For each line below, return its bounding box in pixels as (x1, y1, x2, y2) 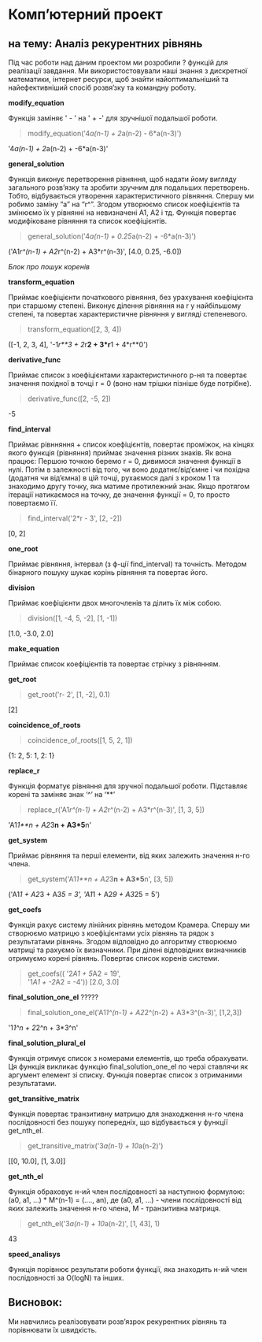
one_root (8, 544, 39, 553)
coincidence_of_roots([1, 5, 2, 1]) (27, 736, 133, 745)
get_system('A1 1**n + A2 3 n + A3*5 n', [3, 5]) (27, 874, 174, 884)
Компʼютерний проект (8, 6, 163, 24)
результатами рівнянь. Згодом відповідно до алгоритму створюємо (8, 937, 238, 946)
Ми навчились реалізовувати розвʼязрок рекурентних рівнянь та (8, 1317, 227, 1326)
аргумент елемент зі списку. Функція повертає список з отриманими (8, 1070, 242, 1080)
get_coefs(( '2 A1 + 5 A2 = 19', (27, 969, 121, 978)
